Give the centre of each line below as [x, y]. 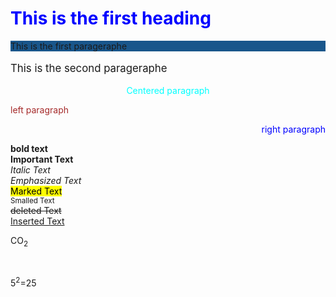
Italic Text [30, 169]
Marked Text [36, 191]
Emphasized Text [46, 180]
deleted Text [36, 210]
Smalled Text [32, 200]
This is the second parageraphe [89, 68]
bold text [29, 148]
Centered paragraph [168, 90]
